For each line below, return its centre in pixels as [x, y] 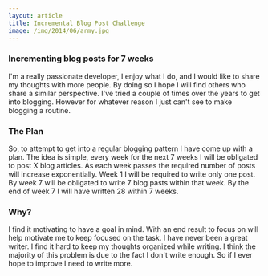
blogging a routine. [39, 110]
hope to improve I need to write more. [71, 264]
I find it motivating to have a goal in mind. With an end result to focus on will [134, 229]
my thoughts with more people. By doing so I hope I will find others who [127, 84]
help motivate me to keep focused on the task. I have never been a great [128, 238]
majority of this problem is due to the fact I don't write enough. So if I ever [130, 255]
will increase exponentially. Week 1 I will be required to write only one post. [132, 174]
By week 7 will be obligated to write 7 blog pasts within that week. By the [129, 182]
